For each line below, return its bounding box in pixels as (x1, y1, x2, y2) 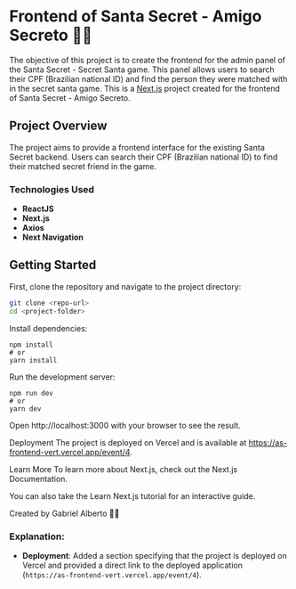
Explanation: (9, 530, 65, 543)
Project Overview (9, 119, 108, 134)
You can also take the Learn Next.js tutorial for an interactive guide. (9, 490, 256, 501)
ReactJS (21, 203, 55, 215)
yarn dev (9, 404, 42, 413)
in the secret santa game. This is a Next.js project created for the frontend (9, 83, 280, 94)
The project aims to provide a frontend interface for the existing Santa (9, 142, 265, 152)
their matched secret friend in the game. (9, 160, 157, 171)
